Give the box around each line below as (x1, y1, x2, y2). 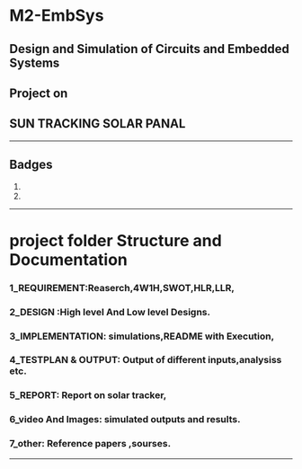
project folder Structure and (9, 230, 222, 251)
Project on (9, 85, 68, 101)
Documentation (9, 249, 129, 270)
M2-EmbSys (9, 5, 104, 26)
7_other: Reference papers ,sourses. (9, 438, 172, 450)
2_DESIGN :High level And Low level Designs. (9, 305, 211, 318)
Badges (9, 157, 53, 173)
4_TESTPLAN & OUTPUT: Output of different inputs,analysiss (9, 354, 282, 367)
